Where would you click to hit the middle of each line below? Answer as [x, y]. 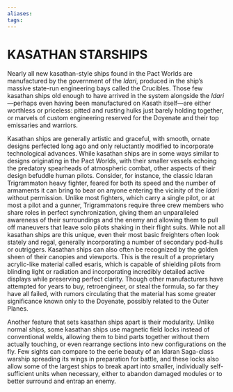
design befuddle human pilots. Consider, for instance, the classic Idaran [110, 176]
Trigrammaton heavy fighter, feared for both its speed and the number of [112, 183]
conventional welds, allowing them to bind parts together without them [108, 337]
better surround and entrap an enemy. [62, 381]
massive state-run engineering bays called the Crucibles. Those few [105, 88]
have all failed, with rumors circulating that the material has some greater [112, 294]
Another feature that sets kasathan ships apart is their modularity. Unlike [111, 322]
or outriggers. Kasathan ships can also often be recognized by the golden [113, 250]
